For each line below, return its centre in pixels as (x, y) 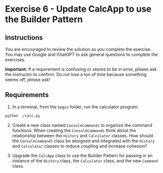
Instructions (24, 37)
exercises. (15, 60)
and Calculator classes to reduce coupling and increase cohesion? (80, 146)
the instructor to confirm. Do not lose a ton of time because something (76, 74)
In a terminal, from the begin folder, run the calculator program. (75, 107)
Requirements (27, 95)
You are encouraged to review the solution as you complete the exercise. (78, 49)
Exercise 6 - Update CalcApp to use (78, 9)
